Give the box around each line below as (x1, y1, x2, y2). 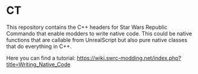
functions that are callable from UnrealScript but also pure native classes (6, 36, 188, 43)
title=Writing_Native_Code (6, 61, 71, 68)
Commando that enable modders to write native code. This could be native (6, 29, 192, 37)
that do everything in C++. (6, 43, 72, 50)
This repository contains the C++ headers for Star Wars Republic (6, 23, 168, 31)
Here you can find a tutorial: (6, 54, 76, 61)
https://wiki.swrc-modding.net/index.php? (76, 54, 182, 61)
